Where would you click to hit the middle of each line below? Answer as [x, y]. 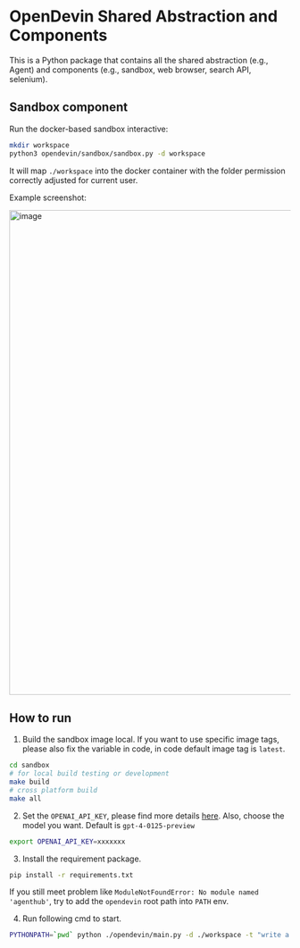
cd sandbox [29, 766]
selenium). [29, 79]
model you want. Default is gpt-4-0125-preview [108, 825]
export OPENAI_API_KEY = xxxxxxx [67, 842]
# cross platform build [54, 790]
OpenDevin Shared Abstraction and [144, 17]
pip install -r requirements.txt [71, 875]
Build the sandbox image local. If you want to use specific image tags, [150, 740]
